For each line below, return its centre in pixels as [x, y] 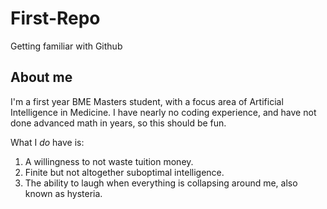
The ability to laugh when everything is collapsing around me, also [161, 183]
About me [41, 77]
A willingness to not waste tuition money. [109, 161]
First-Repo [55, 18]
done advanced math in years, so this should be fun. [118, 123]
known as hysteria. [63, 193]
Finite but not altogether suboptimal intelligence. [124, 172]
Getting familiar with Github [66, 46]
